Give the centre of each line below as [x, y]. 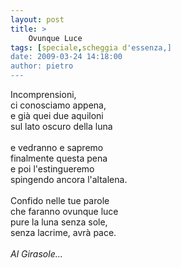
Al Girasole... [36, 254]
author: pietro [42, 66]
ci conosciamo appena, [58, 105]
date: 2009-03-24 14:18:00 [66, 57]
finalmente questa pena [59, 158]
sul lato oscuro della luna [61, 126]
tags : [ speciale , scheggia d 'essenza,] [91, 47]
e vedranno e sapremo [57, 147]
